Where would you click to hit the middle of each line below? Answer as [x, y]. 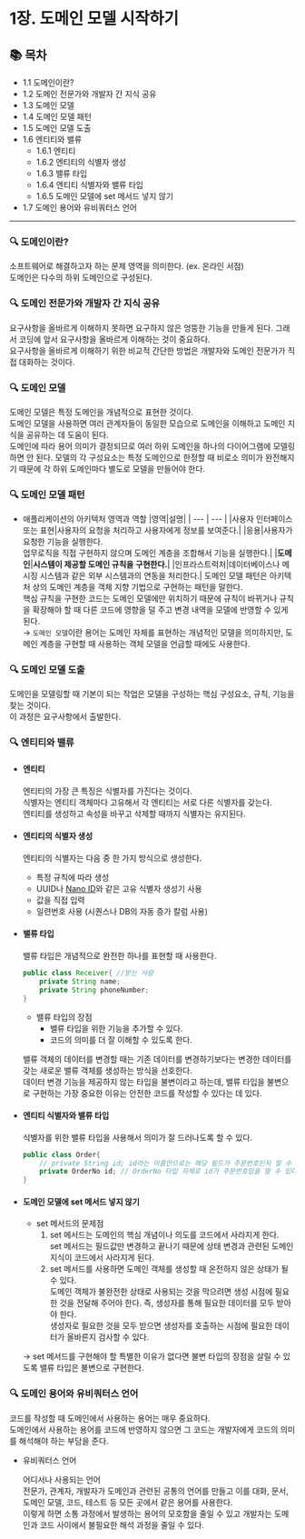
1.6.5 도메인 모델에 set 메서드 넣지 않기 [105, 196]
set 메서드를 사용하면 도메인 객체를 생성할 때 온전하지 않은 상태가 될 [169, 1269]
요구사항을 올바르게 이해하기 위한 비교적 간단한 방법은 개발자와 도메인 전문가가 [148, 350]
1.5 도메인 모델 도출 [57, 128]
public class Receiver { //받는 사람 [88, 974]
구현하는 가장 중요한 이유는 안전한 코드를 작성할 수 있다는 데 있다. [147, 1093]
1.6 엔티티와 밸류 [52, 139]
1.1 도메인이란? [48, 82]
